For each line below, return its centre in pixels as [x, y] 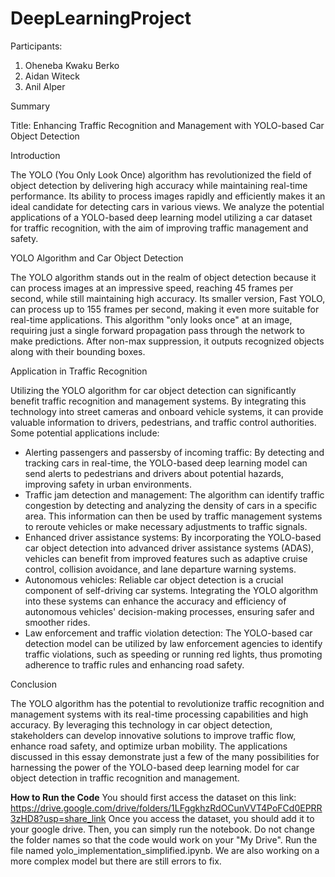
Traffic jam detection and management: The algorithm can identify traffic [174, 494]
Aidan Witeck [52, 76]
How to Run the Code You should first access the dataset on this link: [153, 797]
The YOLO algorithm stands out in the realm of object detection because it [163, 277]
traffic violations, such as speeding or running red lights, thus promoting [173, 654]
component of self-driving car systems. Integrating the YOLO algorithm [171, 590]
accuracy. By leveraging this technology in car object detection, [141, 724]
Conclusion [34, 684]
